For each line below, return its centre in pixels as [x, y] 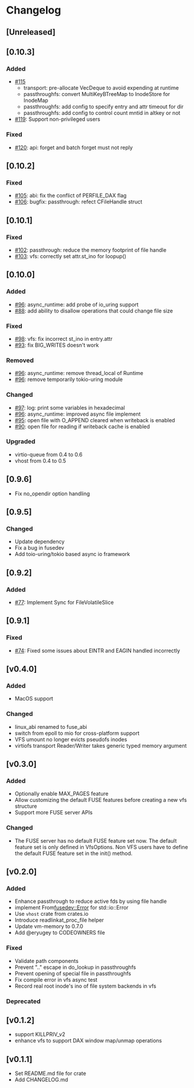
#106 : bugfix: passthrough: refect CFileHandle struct [78, 202]
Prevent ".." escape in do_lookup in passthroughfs [75, 967]
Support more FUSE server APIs [54, 813]
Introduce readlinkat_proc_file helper [59, 920]
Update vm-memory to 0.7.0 [49, 926]
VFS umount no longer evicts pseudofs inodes [71, 739]
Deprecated [24, 1001]
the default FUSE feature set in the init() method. [73, 853]
